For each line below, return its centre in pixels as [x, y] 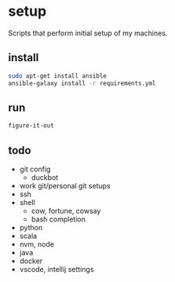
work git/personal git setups [65, 186]
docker [31, 261]
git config [35, 169]
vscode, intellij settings [57, 269]
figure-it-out [31, 126]
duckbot [45, 178]
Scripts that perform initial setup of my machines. [88, 33]
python [31, 227]
